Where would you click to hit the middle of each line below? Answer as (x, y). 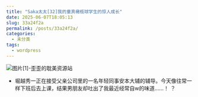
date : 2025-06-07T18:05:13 (40, 17)
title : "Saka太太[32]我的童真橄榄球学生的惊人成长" (64, 12)
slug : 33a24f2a (25, 23)
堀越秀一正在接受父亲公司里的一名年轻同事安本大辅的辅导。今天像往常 (101, 80)
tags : (13, 45)
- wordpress (26, 51)
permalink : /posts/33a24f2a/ (42, 28)
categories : (21, 34)
